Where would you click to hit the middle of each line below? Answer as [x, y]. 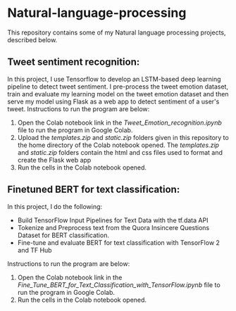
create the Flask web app [54, 160]
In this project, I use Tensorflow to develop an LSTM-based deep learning [114, 79]
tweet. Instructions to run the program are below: [79, 109]
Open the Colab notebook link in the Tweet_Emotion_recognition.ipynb [119, 122]
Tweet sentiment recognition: [74, 62]
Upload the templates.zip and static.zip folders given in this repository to [123, 137]
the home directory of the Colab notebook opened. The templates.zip [118, 145]
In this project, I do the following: [55, 206]
